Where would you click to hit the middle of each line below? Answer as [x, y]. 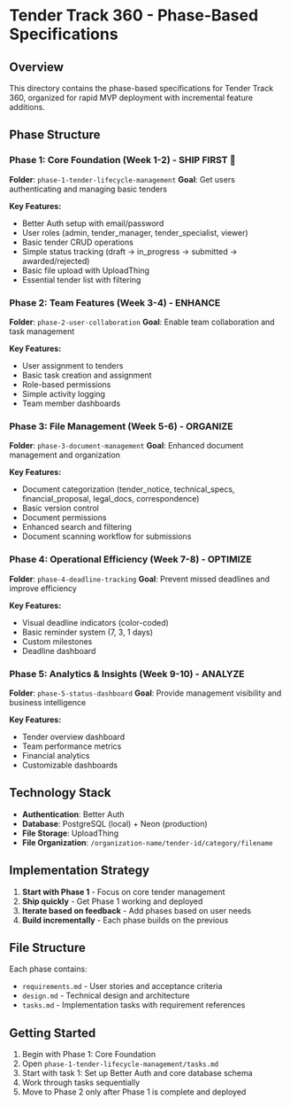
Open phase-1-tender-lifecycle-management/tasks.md [120, 1063]
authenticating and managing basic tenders [88, 189]
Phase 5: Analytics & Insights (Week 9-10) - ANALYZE [127, 674]
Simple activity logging [64, 393]
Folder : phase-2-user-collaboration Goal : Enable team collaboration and [142, 322]
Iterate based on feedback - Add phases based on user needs [137, 910]
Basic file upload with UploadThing [86, 270]
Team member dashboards [71, 403]
